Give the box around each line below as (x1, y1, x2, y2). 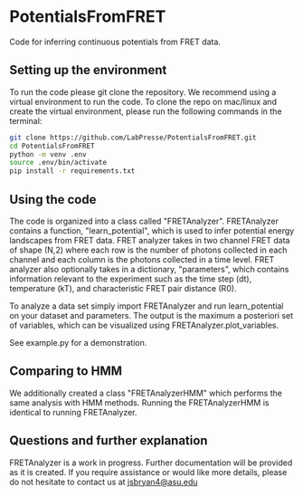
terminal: (9, 115, 43, 126)
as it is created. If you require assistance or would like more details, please (9, 466, 288, 477)
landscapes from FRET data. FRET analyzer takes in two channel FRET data (9, 234, 290, 245)
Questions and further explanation (9, 433, 208, 449)
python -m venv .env (9, 149, 88, 159)
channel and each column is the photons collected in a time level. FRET (9, 253, 275, 264)
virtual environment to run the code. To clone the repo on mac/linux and (9, 96, 278, 107)
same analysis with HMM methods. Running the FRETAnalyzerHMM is (9, 396, 270, 408)
